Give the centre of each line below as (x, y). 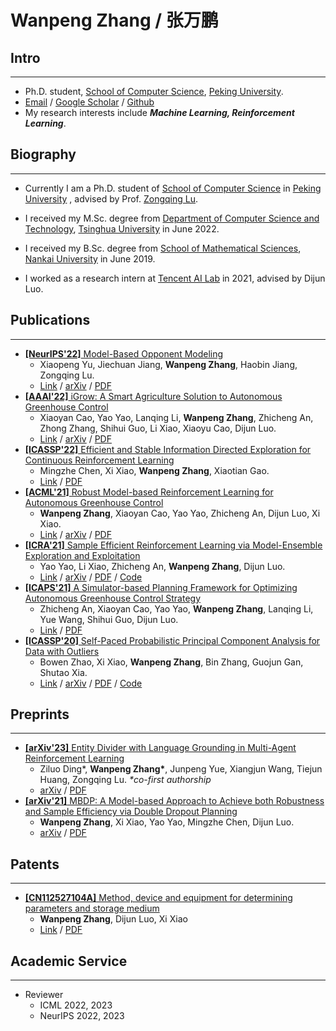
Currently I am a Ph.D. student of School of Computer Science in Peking (173, 188)
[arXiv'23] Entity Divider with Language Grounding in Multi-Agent (160, 748)
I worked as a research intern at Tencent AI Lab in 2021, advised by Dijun (175, 278)
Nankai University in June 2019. (90, 258)
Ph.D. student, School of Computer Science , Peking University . (154, 91)
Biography (43, 154)
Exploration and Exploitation (82, 555)
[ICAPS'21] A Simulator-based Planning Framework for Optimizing (161, 587)
